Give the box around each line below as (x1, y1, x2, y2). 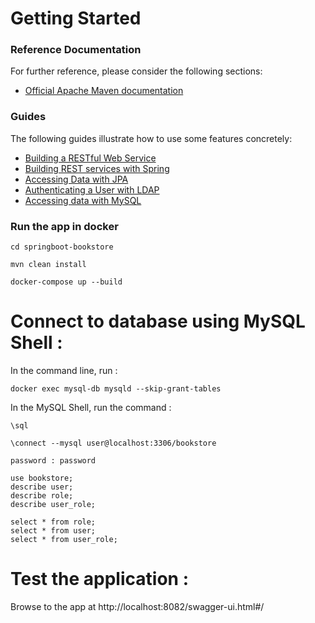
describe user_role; (10, 500, 97, 510)
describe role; (10, 491, 74, 501)
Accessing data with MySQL (24, 194, 142, 206)
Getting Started (10, 7, 142, 30)
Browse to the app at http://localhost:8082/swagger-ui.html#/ (10, 600, 265, 612)
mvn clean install (10, 260, 87, 270)
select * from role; (10, 517, 97, 527)
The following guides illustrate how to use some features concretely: (10, 132, 293, 144)
